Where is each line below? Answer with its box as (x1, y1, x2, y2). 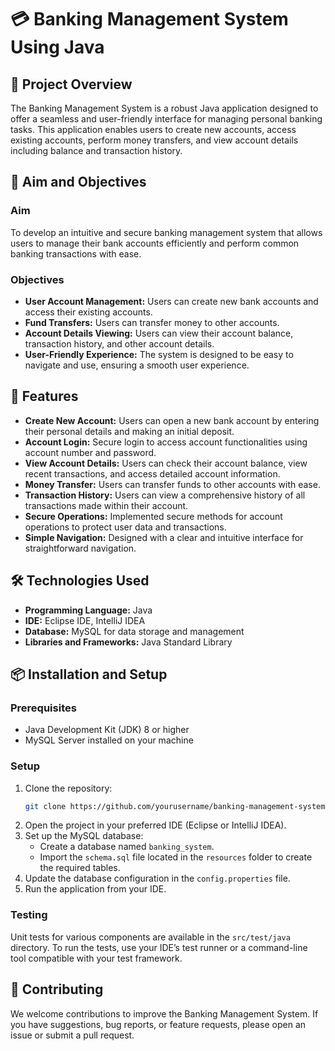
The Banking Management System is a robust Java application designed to (10, 102, 319, 114)
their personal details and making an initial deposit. (24, 425, 235, 437)
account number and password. (24, 446, 157, 458)
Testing (10, 908, 48, 922)
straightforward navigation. (24, 542, 137, 554)
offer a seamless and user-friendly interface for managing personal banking (10, 113, 323, 125)
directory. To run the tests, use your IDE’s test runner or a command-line (10, 941, 308, 953)
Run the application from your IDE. (24, 883, 167, 895)
